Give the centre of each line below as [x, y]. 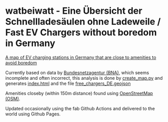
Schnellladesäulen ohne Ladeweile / [83, 22]
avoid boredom [21, 63]
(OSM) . [13, 99]
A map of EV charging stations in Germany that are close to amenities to [81, 57]
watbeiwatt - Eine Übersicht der [74, 11]
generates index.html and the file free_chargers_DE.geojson [68, 83]
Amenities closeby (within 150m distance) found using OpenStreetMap [79, 93]
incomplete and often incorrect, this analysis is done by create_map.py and [84, 78]
